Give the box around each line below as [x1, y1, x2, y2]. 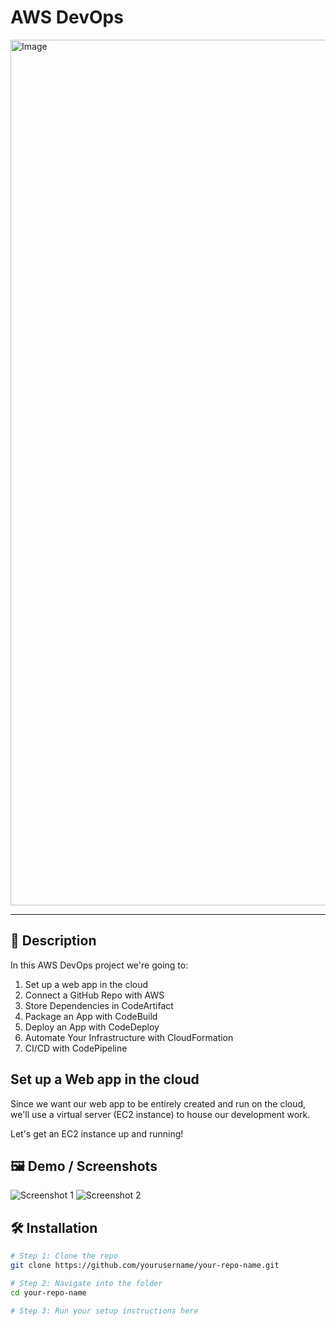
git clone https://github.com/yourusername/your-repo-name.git [10, 1261, 280, 1271]
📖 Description [10, 932, 97, 950]
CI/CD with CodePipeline [24, 1042, 128, 1054]
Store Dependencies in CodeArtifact [24, 999, 174, 1011]
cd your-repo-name [10, 1287, 87, 1298]
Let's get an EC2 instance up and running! [10, 1127, 184, 1140]
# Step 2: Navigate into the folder [10, 1278, 163, 1288]
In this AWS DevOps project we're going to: [10, 959, 189, 971]
